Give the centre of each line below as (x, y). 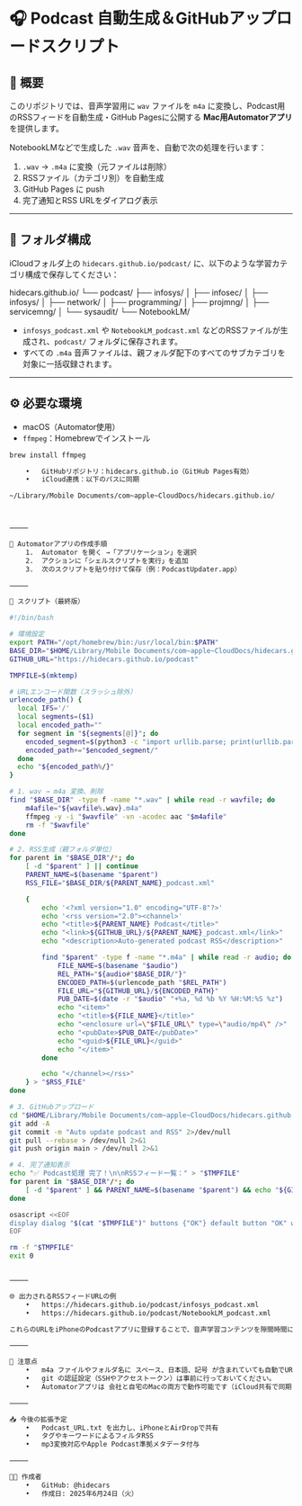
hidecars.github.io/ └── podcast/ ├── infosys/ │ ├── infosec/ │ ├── (139, 292)
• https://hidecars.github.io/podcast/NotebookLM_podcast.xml (148, 1313)
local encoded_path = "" (60, 725)
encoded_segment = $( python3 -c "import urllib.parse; (126, 742)
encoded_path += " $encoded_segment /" (92, 750)
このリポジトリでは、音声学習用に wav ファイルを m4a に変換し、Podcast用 (147, 106)
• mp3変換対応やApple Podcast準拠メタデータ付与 (113, 1445)
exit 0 (22, 1256)
